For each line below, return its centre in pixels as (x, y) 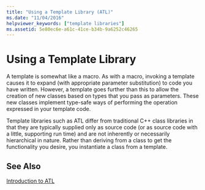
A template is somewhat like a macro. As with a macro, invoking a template (100, 77)
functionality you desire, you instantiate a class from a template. (87, 147)
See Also (24, 166)
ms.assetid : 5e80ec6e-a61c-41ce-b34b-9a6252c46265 (72, 29)
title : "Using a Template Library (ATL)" (60, 12)
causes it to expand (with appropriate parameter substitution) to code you (99, 83)
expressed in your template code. (49, 109)
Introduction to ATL (31, 181)
